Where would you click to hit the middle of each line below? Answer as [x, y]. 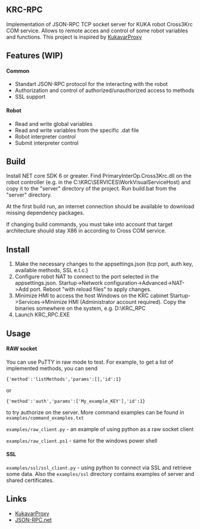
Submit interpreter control [47, 143]
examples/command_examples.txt [45, 418]
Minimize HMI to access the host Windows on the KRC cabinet [92, 296]
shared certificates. [30, 481]
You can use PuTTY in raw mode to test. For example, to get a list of [90, 362]
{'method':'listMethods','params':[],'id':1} [64, 379]
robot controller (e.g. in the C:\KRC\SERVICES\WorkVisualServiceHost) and [99, 182]
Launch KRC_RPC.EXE [42, 315]
